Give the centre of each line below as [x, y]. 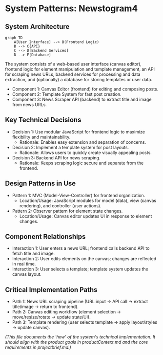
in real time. [24, 264]
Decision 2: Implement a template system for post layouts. [71, 147]
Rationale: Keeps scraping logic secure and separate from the [81, 163]
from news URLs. [30, 105]
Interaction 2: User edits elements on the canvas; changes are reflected [84, 259]
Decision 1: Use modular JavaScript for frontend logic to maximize [79, 132]
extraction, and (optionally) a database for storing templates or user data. [79, 79]
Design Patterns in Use [41, 184]
